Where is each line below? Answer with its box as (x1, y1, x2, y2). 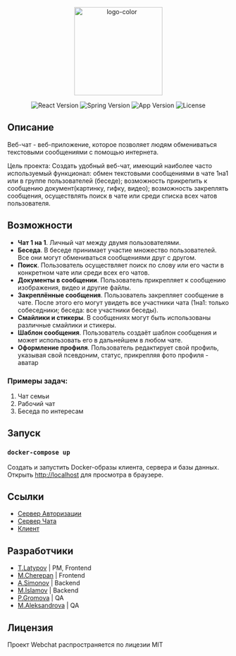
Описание (7, 121, 54, 133)
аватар (17, 358, 39, 366)
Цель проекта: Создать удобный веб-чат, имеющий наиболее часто (7, 161, 213, 169)
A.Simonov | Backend (17, 579, 80, 588)
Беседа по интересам (17, 407, 84, 415)
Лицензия (7, 621, 54, 633)
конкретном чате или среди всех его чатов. (17, 268, 150, 277)
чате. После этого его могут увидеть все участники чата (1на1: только (17, 298, 229, 306)
